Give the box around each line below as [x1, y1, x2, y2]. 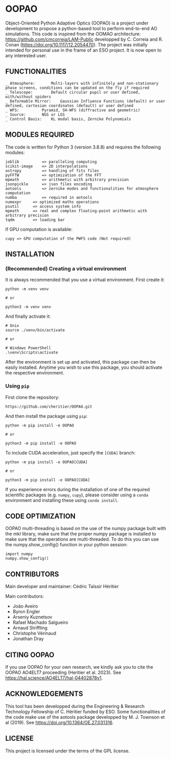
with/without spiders [5, 94, 52, 99]
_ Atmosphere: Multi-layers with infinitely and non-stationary [5, 81, 159, 86]
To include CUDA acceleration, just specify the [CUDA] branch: [5, 449, 136, 456]
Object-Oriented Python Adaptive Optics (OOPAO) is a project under [5, 20, 149, 26]
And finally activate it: [5, 313, 51, 319]
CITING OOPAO [5, 650, 55, 659]
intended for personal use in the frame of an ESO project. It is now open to [5, 47, 162, 53]
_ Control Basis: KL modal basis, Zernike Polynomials [5, 116, 131, 121]
